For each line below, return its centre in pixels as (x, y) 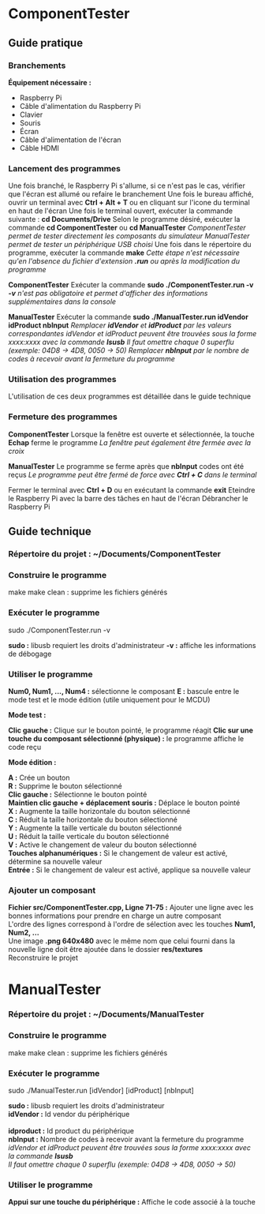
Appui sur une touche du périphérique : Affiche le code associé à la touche (132, 1202)
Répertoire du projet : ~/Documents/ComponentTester (114, 554)
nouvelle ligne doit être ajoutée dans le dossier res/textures (106, 950)
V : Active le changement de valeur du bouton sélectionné (103, 845)
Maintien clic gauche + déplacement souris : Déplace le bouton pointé (124, 803)
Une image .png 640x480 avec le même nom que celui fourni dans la (121, 941)
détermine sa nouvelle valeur (55, 861)
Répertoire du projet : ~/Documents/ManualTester (106, 1014)
